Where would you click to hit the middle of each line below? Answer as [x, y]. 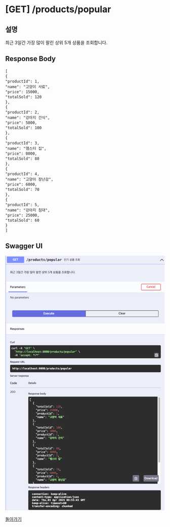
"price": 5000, [21, 123]
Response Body [31, 59]
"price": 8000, [21, 154]
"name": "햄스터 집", [26, 149]
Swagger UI [24, 246]
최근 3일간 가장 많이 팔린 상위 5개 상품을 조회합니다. [56, 42]
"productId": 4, [22, 174]
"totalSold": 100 [24, 128]
